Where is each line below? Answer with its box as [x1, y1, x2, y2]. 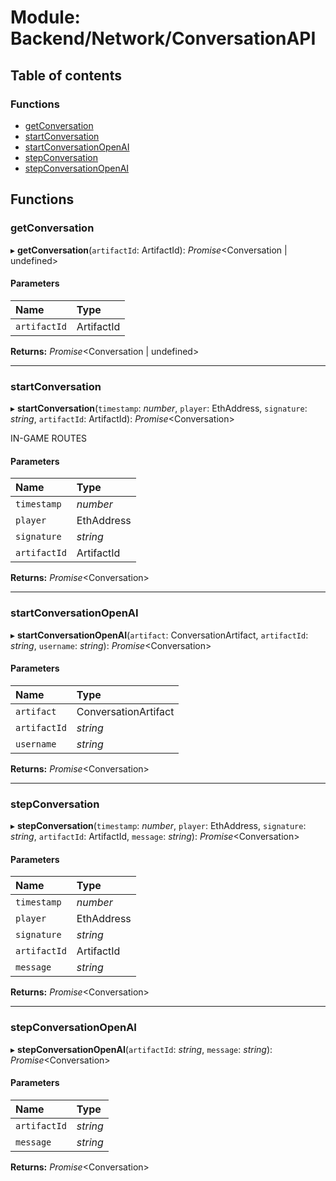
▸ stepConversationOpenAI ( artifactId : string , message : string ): [10, 1043, 273, 1055]
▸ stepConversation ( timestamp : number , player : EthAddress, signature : [10, 820, 307, 832]
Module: [10, 6, 81, 29]
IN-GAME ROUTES [10, 432, 88, 445]
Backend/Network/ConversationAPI [10, 27, 317, 50]
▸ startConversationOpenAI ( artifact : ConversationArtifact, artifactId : [10, 629, 309, 641]
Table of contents [10, 67, 122, 84]
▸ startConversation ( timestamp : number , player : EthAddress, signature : [10, 402, 308, 415]
